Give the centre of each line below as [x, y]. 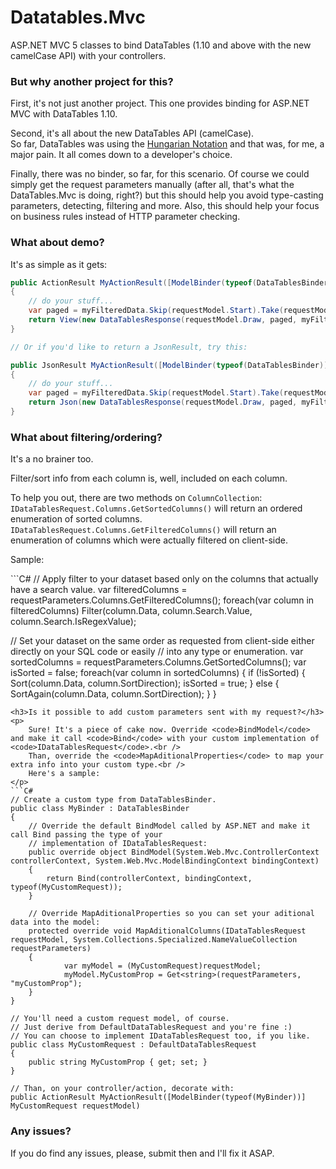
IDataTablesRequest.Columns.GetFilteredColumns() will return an [143, 530]
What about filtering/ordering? [86, 437]
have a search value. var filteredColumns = [99, 590]
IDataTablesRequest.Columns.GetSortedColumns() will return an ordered [156, 508]
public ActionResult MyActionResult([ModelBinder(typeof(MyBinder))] [158, 1097]
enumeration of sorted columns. [76, 519]
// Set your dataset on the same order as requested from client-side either [162, 641]
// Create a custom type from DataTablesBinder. [113, 800]
